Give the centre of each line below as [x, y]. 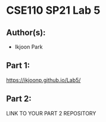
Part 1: [18, 65]
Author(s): [26, 33]
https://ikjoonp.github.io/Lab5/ [43, 80]
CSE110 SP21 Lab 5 [53, 10]
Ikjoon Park [29, 47]
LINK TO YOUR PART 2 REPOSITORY [51, 113]
